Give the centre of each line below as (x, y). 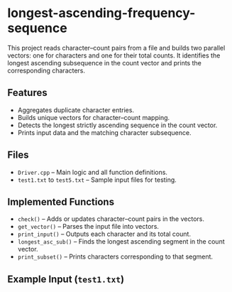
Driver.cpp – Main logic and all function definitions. (93, 172)
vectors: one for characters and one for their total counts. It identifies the (114, 55)
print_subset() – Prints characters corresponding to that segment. (115, 256)
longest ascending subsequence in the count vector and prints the (105, 63)
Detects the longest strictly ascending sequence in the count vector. (117, 125)
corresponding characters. (46, 70)
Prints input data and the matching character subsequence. (104, 132)
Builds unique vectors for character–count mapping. (94, 117)
